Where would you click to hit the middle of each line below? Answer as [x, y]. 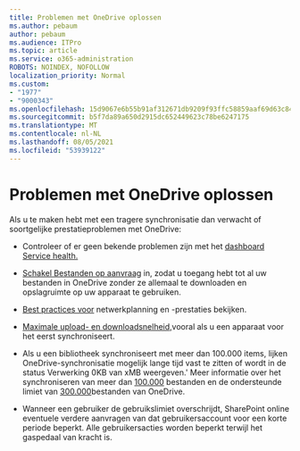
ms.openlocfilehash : [48, 109]
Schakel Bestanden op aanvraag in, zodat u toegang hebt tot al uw [145, 272]
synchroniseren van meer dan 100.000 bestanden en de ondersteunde [152, 381]
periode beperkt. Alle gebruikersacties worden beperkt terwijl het [142, 427]
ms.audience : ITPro [46, 42]
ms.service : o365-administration [71, 59]
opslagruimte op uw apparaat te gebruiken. [101, 292]
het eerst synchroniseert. [68, 336]
